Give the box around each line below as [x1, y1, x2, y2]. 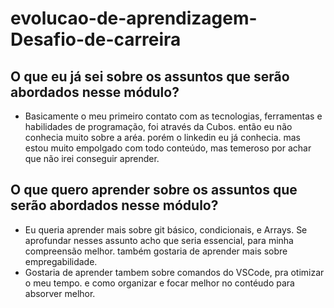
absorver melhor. [24, 287, 96, 299]
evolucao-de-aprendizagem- [10, 7, 258, 30]
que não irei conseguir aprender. [24, 153, 160, 164]
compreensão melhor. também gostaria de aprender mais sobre [24, 245, 288, 257]
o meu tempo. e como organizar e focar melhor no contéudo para [24, 277, 295, 289]
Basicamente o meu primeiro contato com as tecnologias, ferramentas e [24, 110, 323, 122]
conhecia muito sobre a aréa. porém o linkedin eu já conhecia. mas [24, 132, 301, 143]
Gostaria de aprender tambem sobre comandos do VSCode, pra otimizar [24, 266, 325, 278]
